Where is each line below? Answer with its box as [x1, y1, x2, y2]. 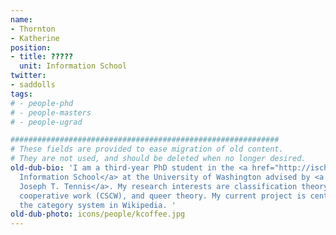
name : [10, 14, 33, 25]
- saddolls [10, 80, 56, 90]
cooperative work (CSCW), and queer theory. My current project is [19, 191, 307, 201]
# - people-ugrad [10, 117, 83, 127]
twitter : [10, 71, 47, 81]
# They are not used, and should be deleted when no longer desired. [10, 154, 307, 164]
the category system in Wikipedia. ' [19, 200, 177, 210]
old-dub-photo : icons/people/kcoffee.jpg [10, 209, 186, 220]
